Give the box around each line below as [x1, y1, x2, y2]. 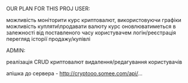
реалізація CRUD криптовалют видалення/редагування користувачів [6, 59, 183, 65]
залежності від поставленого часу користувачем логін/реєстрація [6, 29, 176, 36]
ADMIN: [6, 47, 26, 54]
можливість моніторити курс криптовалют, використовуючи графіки [6, 17, 182, 23]
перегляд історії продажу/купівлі [6, 36, 91, 42]
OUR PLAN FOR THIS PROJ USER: [6, 5, 91, 12]
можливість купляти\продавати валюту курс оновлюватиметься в [6, 23, 176, 30]
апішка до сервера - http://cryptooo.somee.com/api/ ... [6, 70, 143, 76]
